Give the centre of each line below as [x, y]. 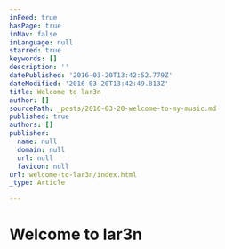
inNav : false [33, 34]
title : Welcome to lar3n [55, 92]
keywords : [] [33, 59]
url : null [35, 158]
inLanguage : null [41, 42]
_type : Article [37, 183]
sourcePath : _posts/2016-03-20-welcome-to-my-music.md [113, 108]
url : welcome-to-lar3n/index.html [73, 174]
